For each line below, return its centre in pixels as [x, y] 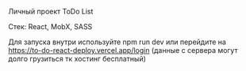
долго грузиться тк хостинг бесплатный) [77, 59]
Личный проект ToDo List [51, 11]
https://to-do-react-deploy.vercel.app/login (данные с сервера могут [123, 50]
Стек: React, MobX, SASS [50, 26]
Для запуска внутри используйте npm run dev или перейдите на [117, 42]
